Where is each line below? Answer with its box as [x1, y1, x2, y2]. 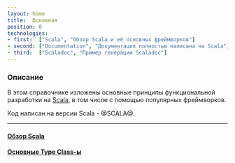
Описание [7, 72, 44, 82]
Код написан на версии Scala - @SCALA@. [7, 109, 135, 118]
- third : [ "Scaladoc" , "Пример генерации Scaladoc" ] [7, 50, 168, 57]
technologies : [7, 29, 49, 37]
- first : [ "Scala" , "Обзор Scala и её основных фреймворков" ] [7, 36, 196, 43]
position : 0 [7, 23, 42, 30]
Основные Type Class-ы [7, 148, 82, 156]
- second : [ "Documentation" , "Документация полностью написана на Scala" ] [7, 43, 230, 50]
